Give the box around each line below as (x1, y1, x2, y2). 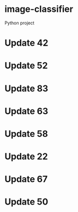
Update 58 (4, 128, 48, 140)
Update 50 (4, 196, 49, 208)
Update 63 (4, 105, 49, 117)
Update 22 (4, 151, 48, 162)
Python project (4, 20, 35, 26)
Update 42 (4, 37, 49, 49)
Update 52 (4, 60, 48, 71)
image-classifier (4, 3, 74, 15)
